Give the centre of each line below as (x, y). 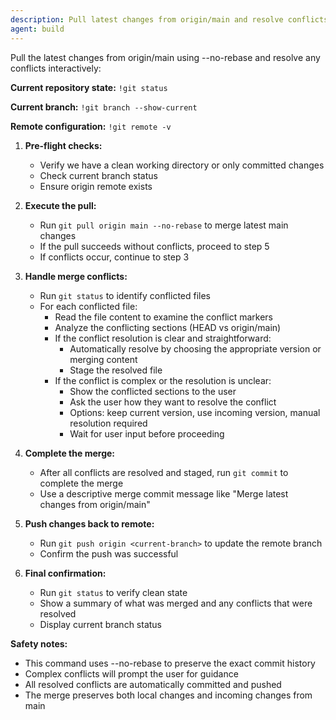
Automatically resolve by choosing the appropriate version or (195, 348)
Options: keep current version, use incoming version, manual (195, 412)
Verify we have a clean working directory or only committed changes (182, 165)
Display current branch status (100, 624)
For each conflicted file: (88, 306)
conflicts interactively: (56, 68)
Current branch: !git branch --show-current (104, 107)
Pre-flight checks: (63, 145)
